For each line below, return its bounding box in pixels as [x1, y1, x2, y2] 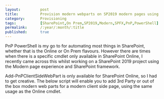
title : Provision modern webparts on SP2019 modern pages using [5, 12, 159, 16]
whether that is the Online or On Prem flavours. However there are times [5, 48, 151, 54]
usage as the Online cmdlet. [5, 88, 62, 94]
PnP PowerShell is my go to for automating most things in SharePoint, [5, 43, 145, 49]
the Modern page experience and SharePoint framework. [5, 64, 120, 69]
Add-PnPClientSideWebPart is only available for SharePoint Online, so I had [5, 73, 157, 79]
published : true [5, 30, 49, 34]
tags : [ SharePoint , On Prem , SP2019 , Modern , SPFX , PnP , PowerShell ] [5, 20, 159, 26]
